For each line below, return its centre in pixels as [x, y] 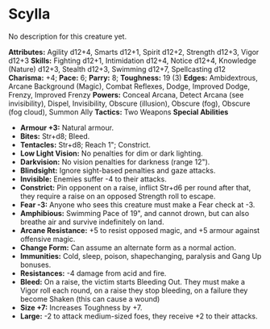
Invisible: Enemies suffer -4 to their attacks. [93, 179]
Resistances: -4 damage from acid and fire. [93, 273]
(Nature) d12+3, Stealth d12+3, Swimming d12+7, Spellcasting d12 [117, 69]
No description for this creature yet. [68, 36]
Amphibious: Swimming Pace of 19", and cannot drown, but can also [135, 213]
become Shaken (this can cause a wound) [90, 298]
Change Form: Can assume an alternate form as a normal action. [128, 248]
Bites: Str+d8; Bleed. [55, 136]
